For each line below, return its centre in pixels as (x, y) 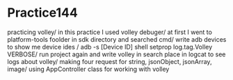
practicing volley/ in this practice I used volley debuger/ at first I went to (110, 32)
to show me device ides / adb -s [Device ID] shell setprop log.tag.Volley (110, 47)
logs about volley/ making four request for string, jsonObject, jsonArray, (110, 61)
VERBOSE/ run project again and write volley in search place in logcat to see (116, 54)
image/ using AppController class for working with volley (88, 69)
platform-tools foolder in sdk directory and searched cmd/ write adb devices (117, 39)
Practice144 (42, 13)
